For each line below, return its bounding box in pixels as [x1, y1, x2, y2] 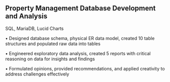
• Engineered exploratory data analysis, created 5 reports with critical [5, 50, 151, 56]
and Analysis [5, 12, 48, 21]
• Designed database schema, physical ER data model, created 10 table [5, 35, 155, 41]
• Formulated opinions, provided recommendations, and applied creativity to [5, 65, 165, 71]
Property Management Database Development [5, 4, 156, 13]
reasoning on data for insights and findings [5, 56, 95, 62]
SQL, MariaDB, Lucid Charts [5, 25, 64, 31]
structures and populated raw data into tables [5, 40, 100, 47]
